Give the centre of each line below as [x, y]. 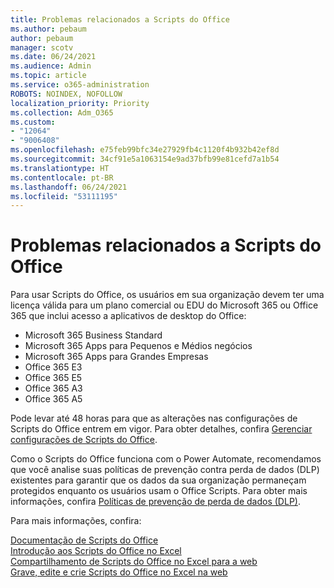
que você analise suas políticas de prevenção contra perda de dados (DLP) [165, 470]
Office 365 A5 [53, 399]
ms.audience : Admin [51, 66]
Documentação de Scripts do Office [84, 540]
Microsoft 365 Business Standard [93, 335]
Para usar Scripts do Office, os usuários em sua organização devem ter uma [167, 295]
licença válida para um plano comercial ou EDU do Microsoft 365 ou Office [164, 305]
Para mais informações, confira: [76, 521]
